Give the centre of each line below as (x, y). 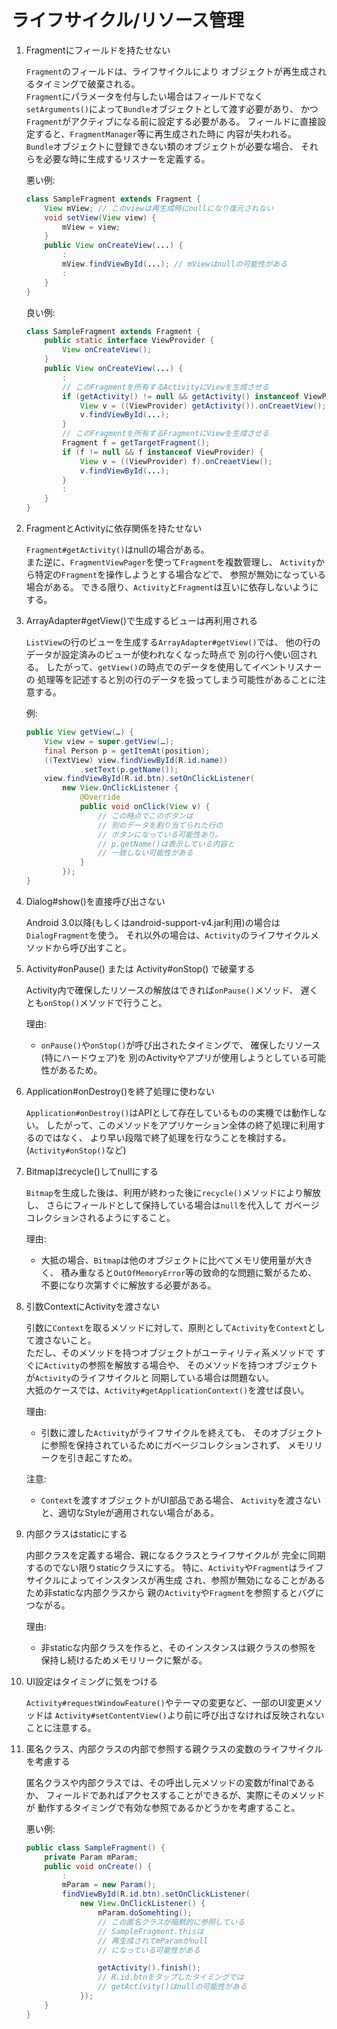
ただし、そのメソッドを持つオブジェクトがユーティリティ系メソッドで (170, 1352)
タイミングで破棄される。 (87, 83)
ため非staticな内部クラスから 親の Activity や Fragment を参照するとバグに (174, 1592)
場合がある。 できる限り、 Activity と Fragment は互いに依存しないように (172, 587)
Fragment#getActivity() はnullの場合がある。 (117, 550)
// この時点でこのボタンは (145, 816)
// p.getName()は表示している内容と (166, 844)
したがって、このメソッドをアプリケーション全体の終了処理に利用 (181, 1125)
